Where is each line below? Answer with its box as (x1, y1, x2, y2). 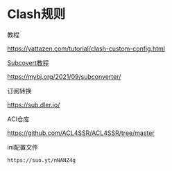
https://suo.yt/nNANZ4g (7, 156, 76, 163)
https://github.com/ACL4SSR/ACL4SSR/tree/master (7, 129, 155, 137)
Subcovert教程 (7, 58, 49, 66)
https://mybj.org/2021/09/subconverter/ (7, 72, 121, 80)
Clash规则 (7, 6, 66, 22)
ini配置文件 (7, 143, 39, 151)
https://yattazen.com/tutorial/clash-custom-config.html (7, 44, 165, 53)
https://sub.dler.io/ (7, 100, 60, 109)
